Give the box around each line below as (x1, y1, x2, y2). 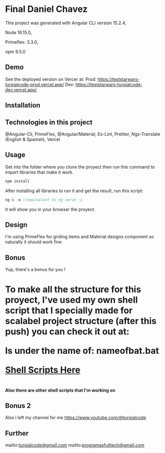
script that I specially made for (5, 305, 133, 316)
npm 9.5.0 (5, 49, 26, 55)
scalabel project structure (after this (5, 316, 157, 327)
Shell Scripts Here (5, 364, 81, 376)
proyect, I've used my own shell (5, 294, 138, 306)
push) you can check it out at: (5, 326, 129, 338)
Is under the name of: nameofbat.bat (5, 345, 159, 356)
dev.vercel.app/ (5, 87, 37, 93)
